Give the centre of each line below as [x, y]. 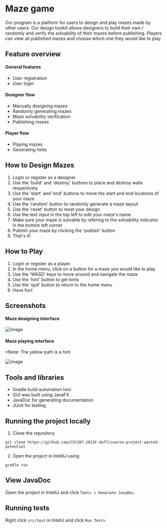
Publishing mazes [30, 122]
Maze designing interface [32, 318]
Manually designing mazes [40, 106]
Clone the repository [33, 433]
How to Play [24, 252]
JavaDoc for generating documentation [53, 400]
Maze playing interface [29, 341]
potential [15, 447]
